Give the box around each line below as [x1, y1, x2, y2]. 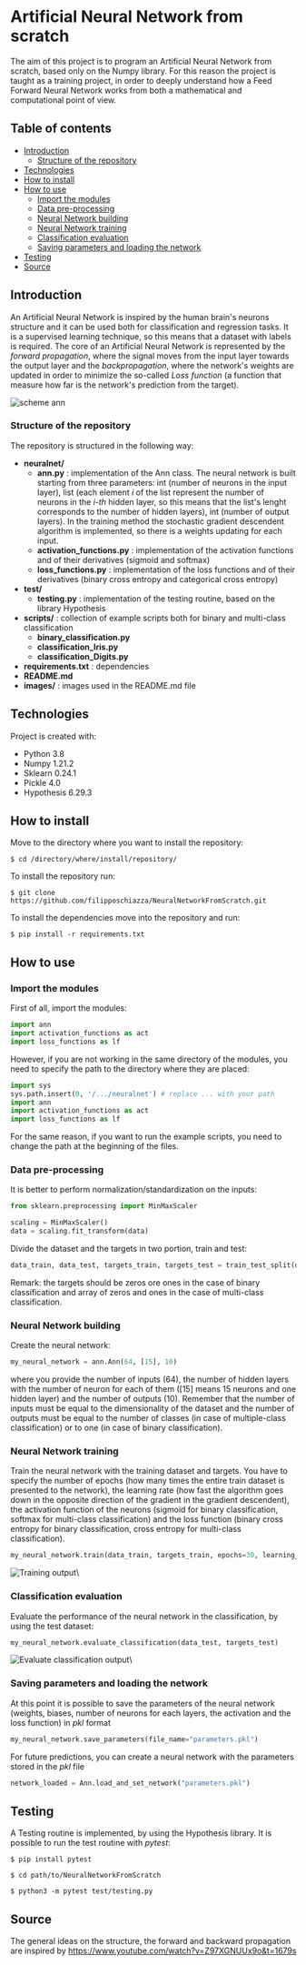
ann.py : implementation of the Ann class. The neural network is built [36, 467, 296, 479]
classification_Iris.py [36, 641, 119, 652]
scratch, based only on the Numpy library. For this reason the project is [10, 65, 276, 76]
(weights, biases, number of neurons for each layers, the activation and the [10, 1708, 291, 1718]
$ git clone [10, 889, 55, 898]
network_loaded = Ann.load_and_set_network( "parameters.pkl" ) [10, 1779, 251, 1788]
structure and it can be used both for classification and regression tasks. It [10, 321, 289, 332]
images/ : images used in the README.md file [23, 680, 196, 690]
